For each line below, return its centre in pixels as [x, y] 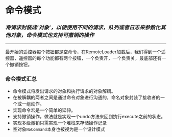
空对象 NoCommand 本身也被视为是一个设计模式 [59, 129]
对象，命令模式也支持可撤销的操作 [52, 35]
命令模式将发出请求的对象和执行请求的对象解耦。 [64, 91]
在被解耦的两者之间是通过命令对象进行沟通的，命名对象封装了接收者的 [87, 97]
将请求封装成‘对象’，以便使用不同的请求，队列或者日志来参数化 [83, 27]
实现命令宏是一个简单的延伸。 [44, 110]
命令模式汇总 [21, 79]
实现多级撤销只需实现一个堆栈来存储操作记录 [60, 123]
